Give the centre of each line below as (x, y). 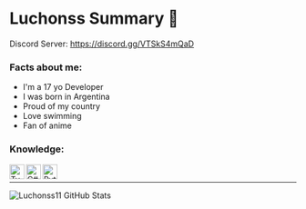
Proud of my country (61, 106)
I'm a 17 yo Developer (63, 87)
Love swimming (52, 116)
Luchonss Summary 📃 (94, 19)
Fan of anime (47, 125)
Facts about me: (46, 67)
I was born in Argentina (66, 97)
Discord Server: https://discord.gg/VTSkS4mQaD (102, 44)
